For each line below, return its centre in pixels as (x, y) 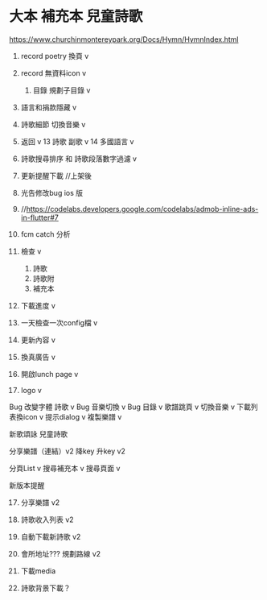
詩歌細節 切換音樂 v (53, 124)
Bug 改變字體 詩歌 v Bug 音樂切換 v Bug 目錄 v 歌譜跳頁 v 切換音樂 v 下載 (130, 407)
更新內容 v (38, 340)
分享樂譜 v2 (40, 502)
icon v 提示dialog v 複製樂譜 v (72, 416)
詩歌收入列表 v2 (47, 519)
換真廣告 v (38, 357)
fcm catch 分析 (45, 234)
